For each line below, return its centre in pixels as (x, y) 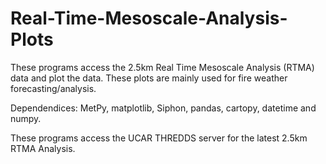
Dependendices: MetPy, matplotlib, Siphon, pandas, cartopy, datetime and (163, 108)
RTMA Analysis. (43, 148)
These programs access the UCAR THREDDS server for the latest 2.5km (159, 138)
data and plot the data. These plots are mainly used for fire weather (149, 78)
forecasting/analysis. (53, 88)
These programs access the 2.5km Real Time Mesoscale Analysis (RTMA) (162, 67)
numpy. (26, 118)
